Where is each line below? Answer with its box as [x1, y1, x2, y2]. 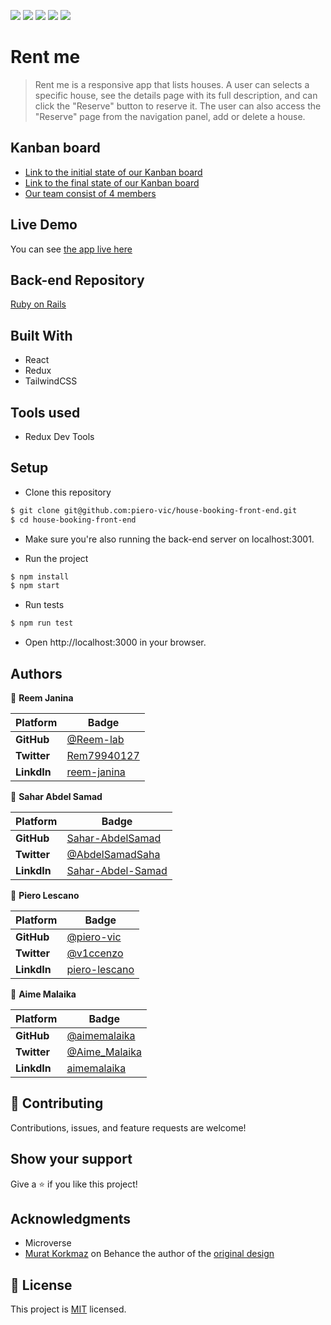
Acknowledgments [10, 1211, 132, 1228]
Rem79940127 [66, 749, 140, 762]
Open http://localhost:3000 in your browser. [24, 636, 207, 649]
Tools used [10, 404, 81, 421]
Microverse [24, 1237, 72, 1249]
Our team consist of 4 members [24, 187, 157, 199]
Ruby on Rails [10, 298, 67, 310]
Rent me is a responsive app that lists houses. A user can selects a [34, 78, 310, 90]
